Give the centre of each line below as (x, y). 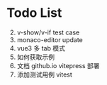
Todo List (34, 13)
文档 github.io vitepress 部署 (58, 65)
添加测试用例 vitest (44, 74)
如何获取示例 (35, 57)
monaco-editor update (50, 39)
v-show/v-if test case (48, 32)
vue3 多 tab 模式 (41, 48)
